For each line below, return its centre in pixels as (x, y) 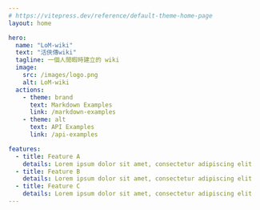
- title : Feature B (48, 172)
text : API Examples (62, 127)
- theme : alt (44, 120)
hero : (17, 38)
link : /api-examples (64, 135)
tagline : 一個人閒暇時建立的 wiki (68, 60)
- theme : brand (48, 97)
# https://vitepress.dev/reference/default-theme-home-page (111, 16)
